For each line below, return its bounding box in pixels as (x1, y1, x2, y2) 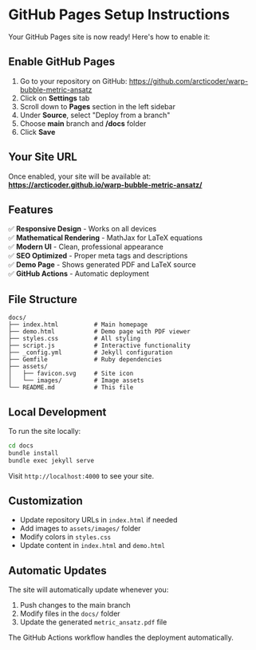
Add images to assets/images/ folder (19, 524, 141, 534)
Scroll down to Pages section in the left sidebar (19, 101, 175, 111)
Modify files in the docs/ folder (19, 609, 121, 619)
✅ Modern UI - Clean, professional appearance (8, 242, 163, 252)
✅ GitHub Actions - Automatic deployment (8, 269, 150, 278)
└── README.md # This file (8, 384, 134, 392)
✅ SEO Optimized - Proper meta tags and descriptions (8, 251, 188, 261)
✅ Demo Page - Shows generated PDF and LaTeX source (8, 260, 197, 270)
